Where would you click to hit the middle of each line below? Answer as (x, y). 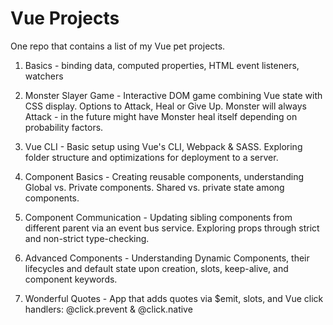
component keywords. (71, 279)
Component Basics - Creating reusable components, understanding (164, 176)
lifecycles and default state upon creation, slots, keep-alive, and (156, 268)
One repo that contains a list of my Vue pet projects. (118, 46)
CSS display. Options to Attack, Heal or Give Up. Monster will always (165, 106)
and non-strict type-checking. (87, 238)
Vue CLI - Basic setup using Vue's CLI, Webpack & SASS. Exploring (163, 146)
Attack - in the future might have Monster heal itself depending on (161, 116)
